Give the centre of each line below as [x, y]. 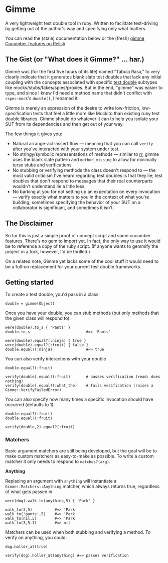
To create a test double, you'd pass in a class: [53, 295]
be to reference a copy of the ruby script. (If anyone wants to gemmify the [82, 246]
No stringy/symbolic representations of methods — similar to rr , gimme [86, 154]
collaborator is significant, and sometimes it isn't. [63, 208]
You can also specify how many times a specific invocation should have [79, 399]
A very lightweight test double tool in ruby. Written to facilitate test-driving [81, 23]
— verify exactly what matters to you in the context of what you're [81, 197]
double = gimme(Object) [30, 304]
